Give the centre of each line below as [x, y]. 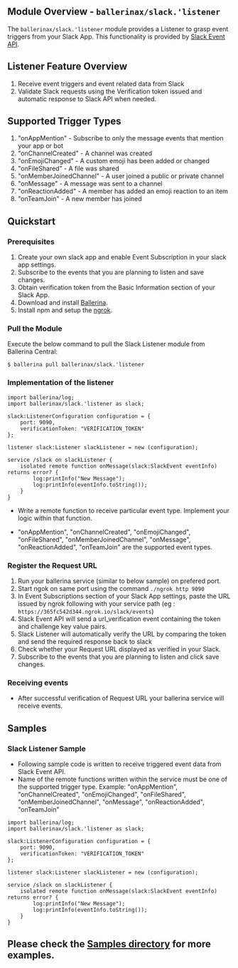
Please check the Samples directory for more [109, 944]
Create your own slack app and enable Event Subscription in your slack [122, 257]
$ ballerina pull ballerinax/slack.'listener [76, 365]
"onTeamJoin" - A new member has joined [80, 199]
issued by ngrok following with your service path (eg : [96, 604]
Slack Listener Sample [47, 748]
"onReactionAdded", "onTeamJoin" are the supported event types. [115, 547]
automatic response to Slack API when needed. [87, 98]
